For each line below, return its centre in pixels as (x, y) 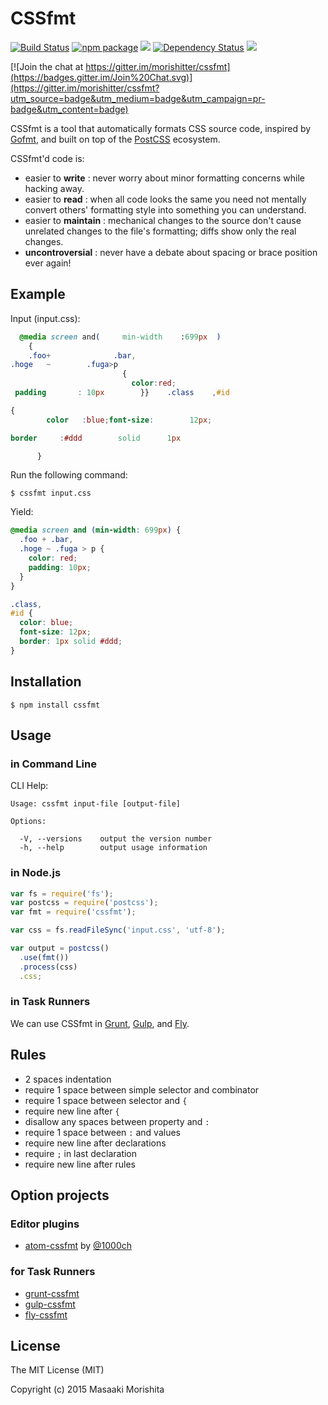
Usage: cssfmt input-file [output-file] (96, 804)
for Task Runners (53, 1272)
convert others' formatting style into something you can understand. (165, 209)
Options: (28, 822)
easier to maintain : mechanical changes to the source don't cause (163, 220)
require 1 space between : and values (102, 1132)
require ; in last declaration (81, 1153)
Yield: (22, 512)
